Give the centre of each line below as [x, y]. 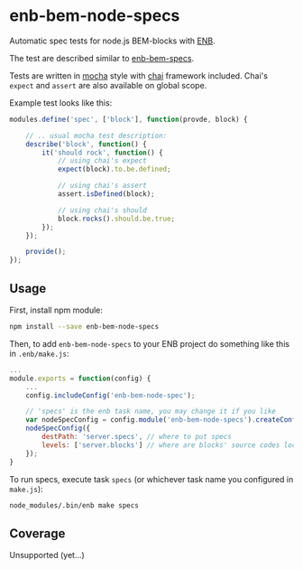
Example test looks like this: [61, 103]
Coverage [37, 533]
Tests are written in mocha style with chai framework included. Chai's [139, 75]
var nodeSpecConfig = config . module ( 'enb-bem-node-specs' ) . [141, 420]
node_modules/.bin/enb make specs [74, 505]
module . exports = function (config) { [80, 378]
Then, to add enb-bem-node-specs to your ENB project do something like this [150, 343]
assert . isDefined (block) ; [106, 194]
